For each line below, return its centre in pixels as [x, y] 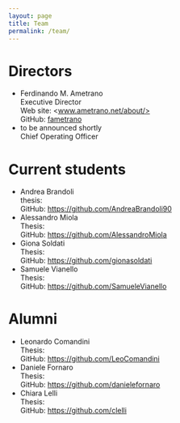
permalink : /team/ [39, 31]
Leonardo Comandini [55, 342]
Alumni [33, 319]
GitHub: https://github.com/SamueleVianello [93, 286]
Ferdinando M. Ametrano [61, 93]
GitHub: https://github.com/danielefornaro [90, 385]
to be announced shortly [61, 128]
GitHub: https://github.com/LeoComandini [90, 359]
